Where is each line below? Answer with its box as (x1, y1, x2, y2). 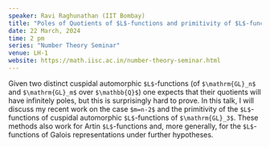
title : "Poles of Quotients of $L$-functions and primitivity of (8, 19, 231, 27)
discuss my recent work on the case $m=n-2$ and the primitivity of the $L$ (8, 104, 252, 113)
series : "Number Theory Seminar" (8, 42, 121, 50)
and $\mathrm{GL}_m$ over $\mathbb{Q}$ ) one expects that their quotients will (8, 87, 261, 96)
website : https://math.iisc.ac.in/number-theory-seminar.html (8, 57, 221, 65)
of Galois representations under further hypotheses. (41, 129, 214, 139)
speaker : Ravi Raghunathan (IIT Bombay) (8, 11, 146, 20)
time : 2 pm (8, 34, 45, 43)
